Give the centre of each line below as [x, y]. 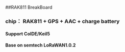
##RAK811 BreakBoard [29, 7]
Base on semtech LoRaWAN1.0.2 [41, 45]
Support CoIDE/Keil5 [28, 34]
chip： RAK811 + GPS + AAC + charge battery [62, 21]
